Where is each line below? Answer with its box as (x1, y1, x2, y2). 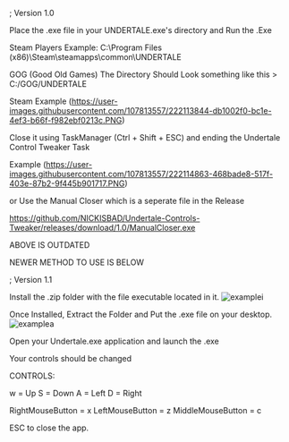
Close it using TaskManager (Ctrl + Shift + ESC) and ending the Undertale (9, 132, 281, 142)
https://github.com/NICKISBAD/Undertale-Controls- (9, 213, 200, 223)
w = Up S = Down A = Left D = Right (9, 388, 142, 398)
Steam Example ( (9, 96, 72, 106)
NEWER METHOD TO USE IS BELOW (9, 257, 145, 268)
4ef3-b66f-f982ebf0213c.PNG (9, 115, 123, 125)
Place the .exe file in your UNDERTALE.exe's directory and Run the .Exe (9, 25, 273, 35)
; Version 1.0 (9, 8, 55, 18)
